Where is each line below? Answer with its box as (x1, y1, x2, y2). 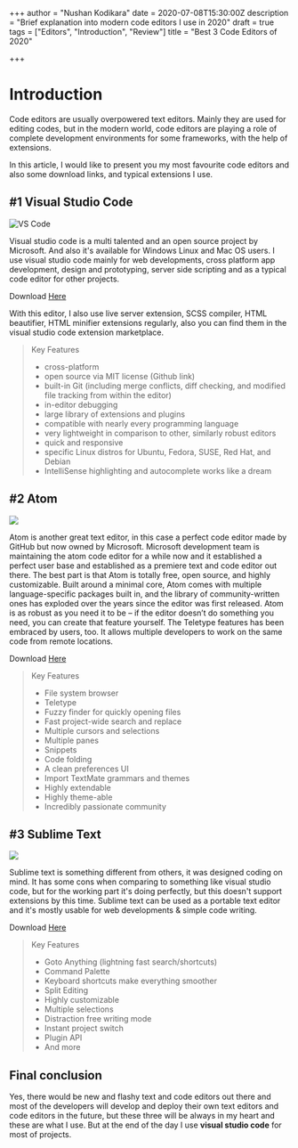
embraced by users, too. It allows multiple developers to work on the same (9, 626, 283, 637)
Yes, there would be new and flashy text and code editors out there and (9, 1091, 271, 1103)
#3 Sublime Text (9, 826, 101, 842)
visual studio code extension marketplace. (9, 327, 165, 338)
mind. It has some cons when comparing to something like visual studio (9, 876, 271, 887)
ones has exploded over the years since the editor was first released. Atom (9, 598, 285, 608)
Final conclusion (9, 1068, 102, 1083)
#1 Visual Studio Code (9, 195, 133, 210)
